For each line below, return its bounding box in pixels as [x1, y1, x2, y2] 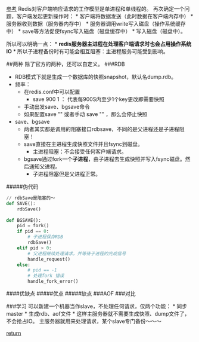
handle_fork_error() [27, 279, 79, 285]
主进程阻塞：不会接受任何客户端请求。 [32, 148, 127, 155]
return [6, 329, 21, 337]
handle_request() [27, 256, 70, 262]
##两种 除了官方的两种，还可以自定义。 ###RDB [6, 60, 125, 68]
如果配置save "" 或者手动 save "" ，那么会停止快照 [23, 111, 148, 118]
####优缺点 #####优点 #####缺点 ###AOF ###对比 [6, 290, 136, 297]
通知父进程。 [29, 163, 61, 170]
